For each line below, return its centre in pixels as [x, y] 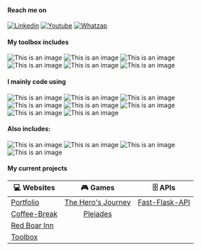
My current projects [37, 169]
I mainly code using [37, 81]
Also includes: [29, 129]
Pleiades [98, 214]
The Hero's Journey [98, 203]
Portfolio [25, 203]
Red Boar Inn [33, 225]
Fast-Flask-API [164, 203]
